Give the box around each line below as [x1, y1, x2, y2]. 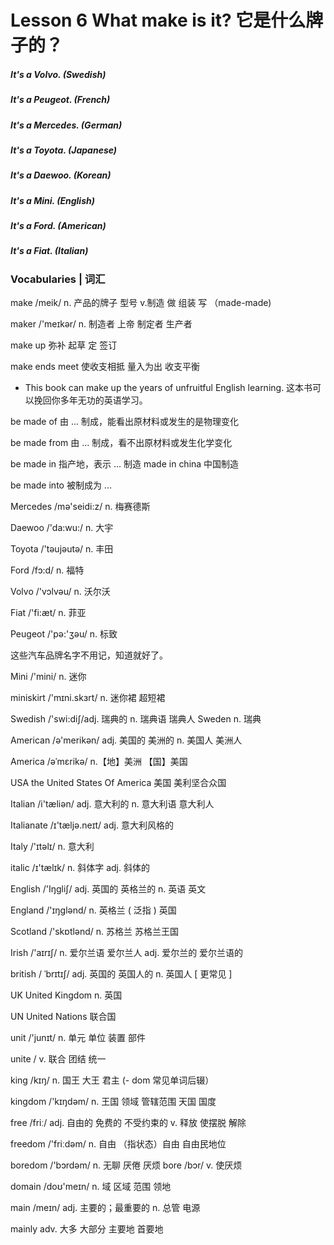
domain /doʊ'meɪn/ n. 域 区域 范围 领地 [10, 1181, 172, 1193]
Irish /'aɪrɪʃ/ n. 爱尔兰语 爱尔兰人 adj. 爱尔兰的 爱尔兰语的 [10, 947, 244, 959]
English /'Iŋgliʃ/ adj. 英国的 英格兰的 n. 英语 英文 [10, 883, 207, 895]
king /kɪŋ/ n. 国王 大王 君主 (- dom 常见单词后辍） [10, 1074, 215, 1086]
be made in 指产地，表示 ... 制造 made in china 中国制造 [10, 458, 240, 470]
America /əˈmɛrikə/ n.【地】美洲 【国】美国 [10, 756, 188, 768]
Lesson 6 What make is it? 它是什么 [10, 9, 307, 32]
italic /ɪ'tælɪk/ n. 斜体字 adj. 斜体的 [10, 862, 150, 874]
